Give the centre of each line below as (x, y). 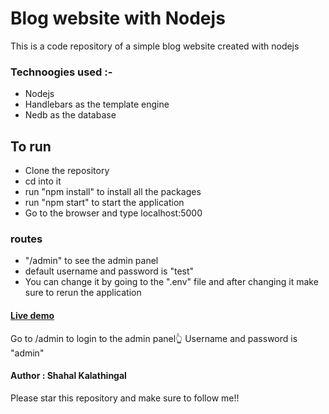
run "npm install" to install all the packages (113, 192)
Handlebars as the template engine (97, 104)
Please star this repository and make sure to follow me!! (125, 398)
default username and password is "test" (109, 271)
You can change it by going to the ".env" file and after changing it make (171, 282)
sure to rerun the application (83, 293)
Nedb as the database (70, 115)
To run (31, 146)
